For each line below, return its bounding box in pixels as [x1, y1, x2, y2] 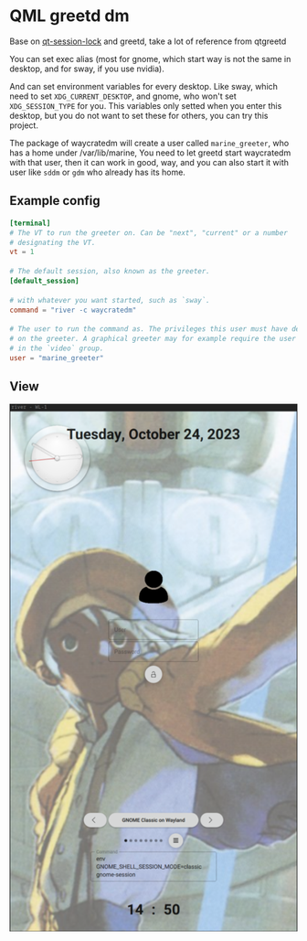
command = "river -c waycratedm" [9, 305, 137, 315]
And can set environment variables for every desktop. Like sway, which [9, 80, 279, 91]
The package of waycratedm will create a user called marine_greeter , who [9, 137, 290, 148]
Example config [9, 193, 101, 209]
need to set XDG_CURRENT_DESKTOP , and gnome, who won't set [9, 91, 238, 102]
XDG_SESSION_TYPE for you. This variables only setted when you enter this [9, 100, 282, 111]
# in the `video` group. [9, 344, 104, 353]
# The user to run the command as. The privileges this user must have [9, 325, 288, 334]
